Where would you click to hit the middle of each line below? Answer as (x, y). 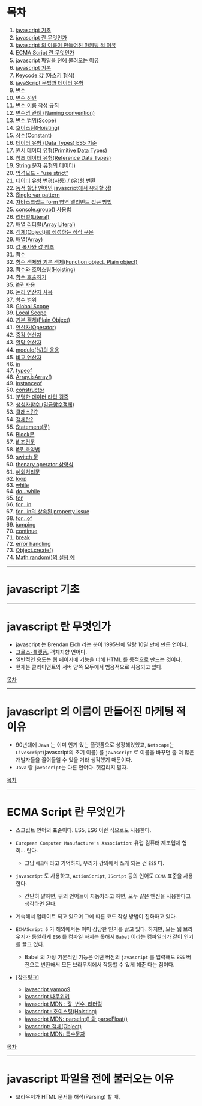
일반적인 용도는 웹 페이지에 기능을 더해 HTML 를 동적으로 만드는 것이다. (99, 659)
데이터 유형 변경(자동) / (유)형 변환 (55, 180)
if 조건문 (25, 442)
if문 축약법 (28, 449)
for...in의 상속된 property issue (52, 511)
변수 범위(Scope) (36, 120)
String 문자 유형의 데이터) (45, 165)
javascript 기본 (33, 67)
